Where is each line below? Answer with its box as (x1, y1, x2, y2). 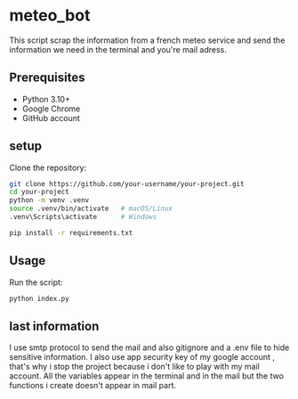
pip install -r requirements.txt (9, 228, 133, 237)
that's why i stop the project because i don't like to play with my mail (9, 362, 260, 372)
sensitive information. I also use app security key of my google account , (9, 352, 276, 362)
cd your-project (9, 188, 69, 197)
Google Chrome (21, 103, 81, 114)
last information (9, 318, 100, 334)
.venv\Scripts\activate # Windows (9, 213, 157, 222)
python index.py (9, 294, 69, 303)
